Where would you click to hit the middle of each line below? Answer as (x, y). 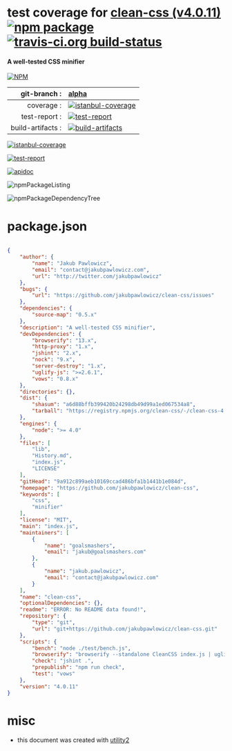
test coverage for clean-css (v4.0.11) (114, 13)
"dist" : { (34, 398)
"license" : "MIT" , (46, 520)
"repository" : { (43, 616)
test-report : (41, 117)
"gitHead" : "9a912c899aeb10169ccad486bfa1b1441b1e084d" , (103, 481)
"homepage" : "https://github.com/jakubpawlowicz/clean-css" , (109, 488)
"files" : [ (35, 443)
